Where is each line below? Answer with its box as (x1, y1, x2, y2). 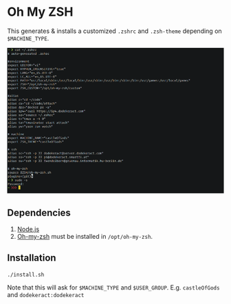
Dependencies (7, 207, 71, 218)
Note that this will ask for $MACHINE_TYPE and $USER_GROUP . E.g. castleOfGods (7, 283, 220, 292)
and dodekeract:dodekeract (7, 290, 85, 299)
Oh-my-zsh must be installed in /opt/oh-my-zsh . (16, 233, 153, 241)
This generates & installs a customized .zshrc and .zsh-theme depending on (7, 27, 222, 35)
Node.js (16, 225, 40, 233)
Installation (7, 252, 56, 264)
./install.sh (7, 271, 45, 278)
